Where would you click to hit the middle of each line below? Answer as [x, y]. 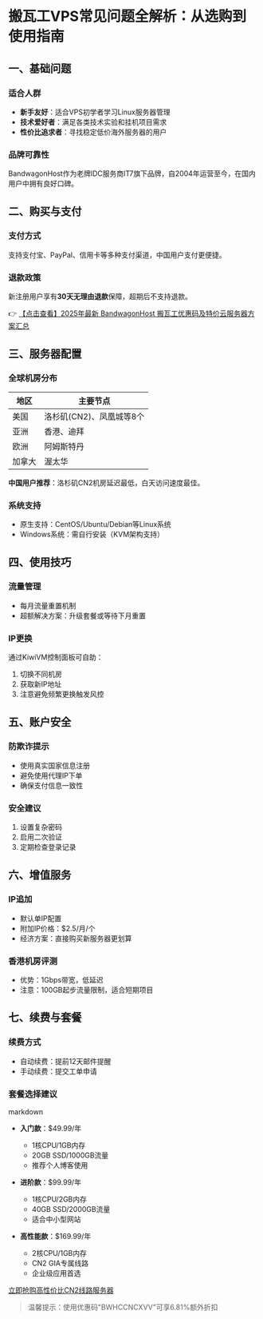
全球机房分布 [33, 378]
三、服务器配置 [45, 354]
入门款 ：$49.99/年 [51, 1129]
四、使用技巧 [40, 562]
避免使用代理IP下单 [51, 775]
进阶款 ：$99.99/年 [51, 1182]
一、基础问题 [40, 68]
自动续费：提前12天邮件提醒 [65, 1061]
